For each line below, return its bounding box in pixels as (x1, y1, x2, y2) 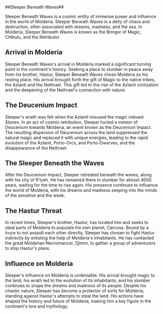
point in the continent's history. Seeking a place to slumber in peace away (5, 66, 153, 72)
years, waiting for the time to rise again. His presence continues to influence (5, 182, 158, 188)
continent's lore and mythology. (5, 303, 69, 309)
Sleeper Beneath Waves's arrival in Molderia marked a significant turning (5, 61, 151, 67)
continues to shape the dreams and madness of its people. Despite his (5, 283, 146, 289)
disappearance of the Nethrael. (5, 145, 68, 151)
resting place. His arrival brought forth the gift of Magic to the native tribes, (5, 76, 156, 82)
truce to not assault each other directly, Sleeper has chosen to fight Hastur (5, 230, 155, 236)
